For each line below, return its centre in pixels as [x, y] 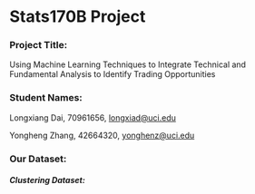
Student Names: [46, 98]
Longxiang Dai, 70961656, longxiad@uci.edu [93, 117]
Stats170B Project [78, 17]
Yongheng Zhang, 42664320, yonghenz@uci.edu [102, 135]
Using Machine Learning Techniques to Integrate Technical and [128, 64]
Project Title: [39, 45]
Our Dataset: [38, 159]
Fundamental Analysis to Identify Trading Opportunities [113, 74]
